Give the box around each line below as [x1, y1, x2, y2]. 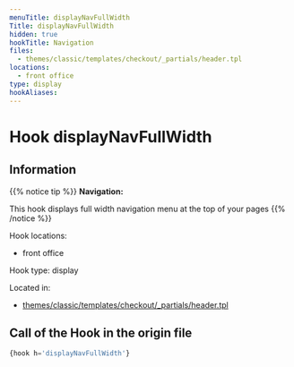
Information [9, 162, 77, 177]
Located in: [9, 282, 51, 293]
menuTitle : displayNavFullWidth [9, 13, 130, 22]
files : [9, 47, 34, 55]
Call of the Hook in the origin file [9, 325, 193, 340]
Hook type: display [9, 265, 79, 276]
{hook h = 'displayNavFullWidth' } [9, 349, 130, 358]
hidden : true [9, 30, 58, 38]
